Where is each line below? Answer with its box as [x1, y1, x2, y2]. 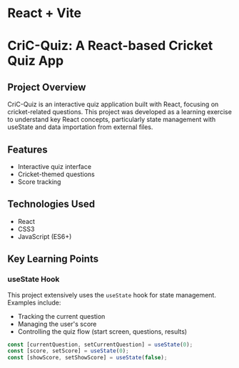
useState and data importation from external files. [7, 123, 153, 131]
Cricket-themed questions [17, 170, 95, 178]
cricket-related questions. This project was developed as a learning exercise [7, 108, 232, 116]
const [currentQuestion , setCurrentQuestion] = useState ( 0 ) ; [7, 341, 193, 348]
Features [7, 143, 48, 155]
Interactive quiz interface [17, 163, 91, 170]
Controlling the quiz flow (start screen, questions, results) [17, 327, 188, 336]
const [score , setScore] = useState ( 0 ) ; [7, 347, 130, 354]
